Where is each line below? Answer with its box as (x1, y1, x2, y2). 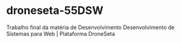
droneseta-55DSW (6, 4, 104, 18)
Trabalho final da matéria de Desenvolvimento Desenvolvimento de (6, 24, 175, 31)
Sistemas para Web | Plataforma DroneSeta (6, 30, 115, 37)
